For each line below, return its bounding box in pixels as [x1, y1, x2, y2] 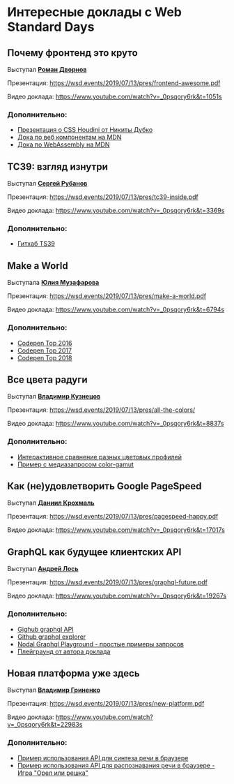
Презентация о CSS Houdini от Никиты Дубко [17, 126, 153, 134]
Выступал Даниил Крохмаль [7, 498, 95, 507]
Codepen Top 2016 [17, 339, 72, 347]
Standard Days [7, 19, 95, 35]
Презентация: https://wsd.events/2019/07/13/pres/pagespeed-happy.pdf [7, 512, 219, 521]
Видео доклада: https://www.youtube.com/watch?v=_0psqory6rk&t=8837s [7, 420, 224, 428]
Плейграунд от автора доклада [17, 647, 111, 656]
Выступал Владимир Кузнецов [7, 392, 101, 401]
